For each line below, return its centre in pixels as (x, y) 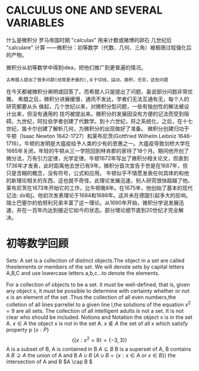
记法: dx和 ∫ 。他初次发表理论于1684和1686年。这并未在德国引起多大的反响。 (99, 195)
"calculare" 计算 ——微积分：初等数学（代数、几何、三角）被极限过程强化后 (99, 47)
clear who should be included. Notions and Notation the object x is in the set (99, 317)
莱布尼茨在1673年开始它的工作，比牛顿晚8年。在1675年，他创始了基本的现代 (99, 188)
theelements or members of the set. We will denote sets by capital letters (95, 267)
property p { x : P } (28, 330)
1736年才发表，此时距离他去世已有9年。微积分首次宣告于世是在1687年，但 (97, 165)
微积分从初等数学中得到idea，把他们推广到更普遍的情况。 (76, 67)
